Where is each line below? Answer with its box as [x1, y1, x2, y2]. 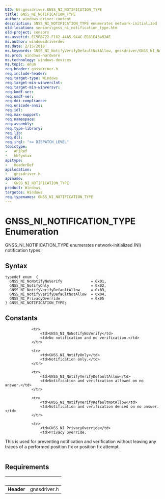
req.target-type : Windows [5, 76, 58, 81]
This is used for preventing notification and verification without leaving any [5, 439, 156, 444]
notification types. [5, 248, 42, 253]
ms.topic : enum [5, 62, 36, 67]
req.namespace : [5, 116, 36, 122]
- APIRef [5, 149, 27, 154]
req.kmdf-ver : [5, 89, 34, 94]
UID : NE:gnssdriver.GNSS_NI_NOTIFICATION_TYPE [5, 7, 102, 12]
